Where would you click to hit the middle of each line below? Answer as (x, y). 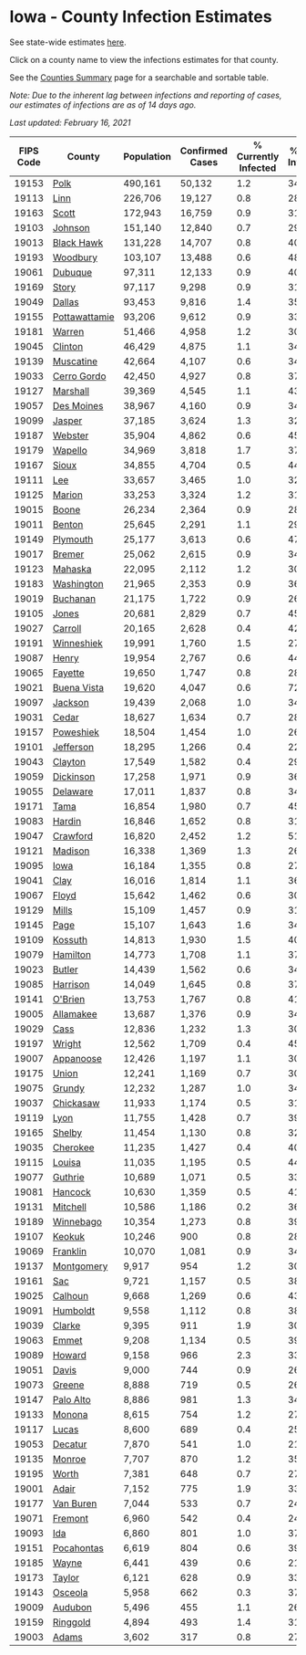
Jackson (71, 702)
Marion (68, 495)
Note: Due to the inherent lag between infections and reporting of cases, (146, 95)
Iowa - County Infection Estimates (141, 17)
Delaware (73, 791)
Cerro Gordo (79, 376)
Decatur (70, 1444)
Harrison (71, 984)
